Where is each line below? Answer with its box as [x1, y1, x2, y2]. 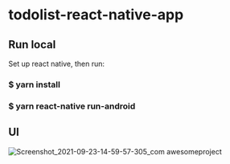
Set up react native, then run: [8, 59, 105, 68]
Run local [8, 38, 56, 51]
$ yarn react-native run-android [8, 100, 136, 112]
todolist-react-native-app [8, 6, 184, 24]
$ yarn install [8, 79, 60, 90]
